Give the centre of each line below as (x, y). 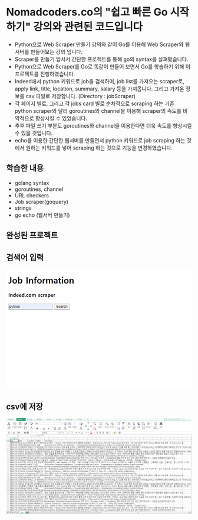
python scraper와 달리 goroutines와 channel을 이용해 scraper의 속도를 (98, 110)
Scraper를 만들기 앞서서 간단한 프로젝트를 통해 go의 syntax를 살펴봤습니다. (101, 59)
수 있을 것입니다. (34, 133)
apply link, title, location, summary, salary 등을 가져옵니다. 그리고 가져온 (99, 89)
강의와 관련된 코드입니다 (88, 27)
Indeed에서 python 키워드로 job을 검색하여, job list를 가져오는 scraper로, (99, 81)
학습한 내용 (25, 168)
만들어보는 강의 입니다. (57, 51)
